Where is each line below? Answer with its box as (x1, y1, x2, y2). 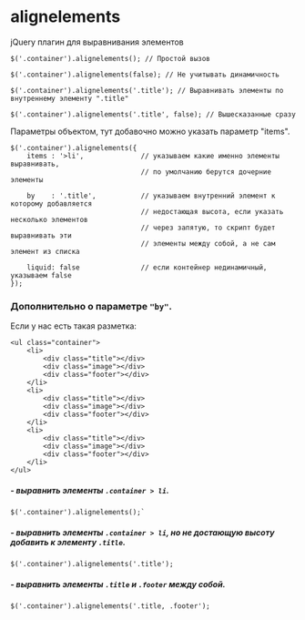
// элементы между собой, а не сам (140, 239, 276, 248)
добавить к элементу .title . (10, 536, 127, 547)
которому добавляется (10, 198, 93, 208)
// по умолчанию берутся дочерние (140, 167, 272, 177)
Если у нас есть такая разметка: (10, 320, 137, 331)
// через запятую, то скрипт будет (140, 223, 276, 232)
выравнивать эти (10, 230, 72, 240)
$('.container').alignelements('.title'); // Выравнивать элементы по (10, 86, 284, 95)
